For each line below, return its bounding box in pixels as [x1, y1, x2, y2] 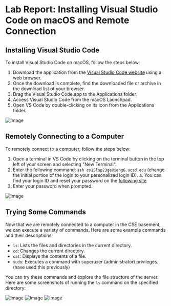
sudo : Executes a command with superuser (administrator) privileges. [12, 258, 159, 264]
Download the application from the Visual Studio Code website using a [12, 69, 162, 75]
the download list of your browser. [12, 86, 85, 92]
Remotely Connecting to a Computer [5, 132, 124, 141]
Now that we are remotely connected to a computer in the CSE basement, [5, 221, 161, 228]
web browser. [12, 75, 42, 80]
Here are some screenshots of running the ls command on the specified [5, 279, 158, 285]
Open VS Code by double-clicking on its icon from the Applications [12, 102, 155, 108]
